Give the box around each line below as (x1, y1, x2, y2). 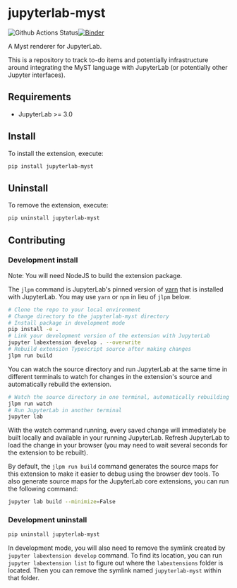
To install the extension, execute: (8, 149, 104, 157)
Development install (8, 256, 78, 265)
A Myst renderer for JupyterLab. (8, 42, 102, 50)
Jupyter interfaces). (8, 71, 66, 79)
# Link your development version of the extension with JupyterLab (8, 332, 211, 340)
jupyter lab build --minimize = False (8, 498, 116, 505)
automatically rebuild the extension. (8, 380, 112, 388)
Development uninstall (8, 515, 87, 525)
